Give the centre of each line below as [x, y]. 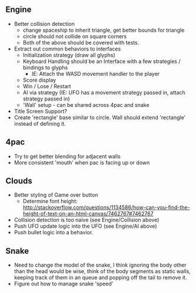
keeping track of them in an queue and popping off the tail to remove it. [100, 278]
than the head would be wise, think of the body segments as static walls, [102, 271]
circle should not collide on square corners [75, 36]
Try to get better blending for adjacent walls [67, 156]
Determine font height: [50, 201]
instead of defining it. [40, 123]
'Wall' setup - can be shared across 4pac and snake [86, 105]
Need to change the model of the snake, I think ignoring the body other [100, 265]
